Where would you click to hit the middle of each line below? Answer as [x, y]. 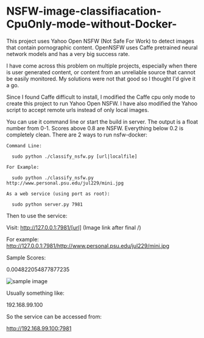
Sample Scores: [26, 258]
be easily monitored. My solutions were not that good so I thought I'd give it [101, 79]
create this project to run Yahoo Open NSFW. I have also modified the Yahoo [102, 103]
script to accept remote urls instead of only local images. [78, 110]
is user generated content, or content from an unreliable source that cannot [101, 72]
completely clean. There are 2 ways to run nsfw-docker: [77, 135]
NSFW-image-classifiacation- [84, 11]
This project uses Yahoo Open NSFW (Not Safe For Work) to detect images [100, 41]
